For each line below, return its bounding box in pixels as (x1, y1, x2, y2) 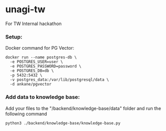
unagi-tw (5, 4, 46, 15)
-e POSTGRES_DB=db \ (10, 68, 54, 74)
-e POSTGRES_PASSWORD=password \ (10, 64, 82, 69)
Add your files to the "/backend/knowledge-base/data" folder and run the (5, 105, 161, 111)
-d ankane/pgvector (10, 82, 52, 87)
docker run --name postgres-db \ (5, 55, 77, 60)
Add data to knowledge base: (5, 94, 80, 101)
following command (5, 111, 47, 117)
